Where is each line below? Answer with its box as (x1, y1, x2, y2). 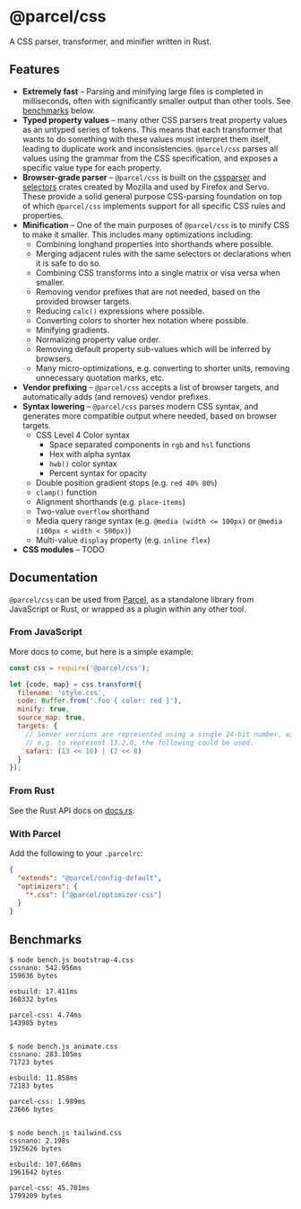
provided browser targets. (35, 296, 132, 306)
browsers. (35, 353, 73, 364)
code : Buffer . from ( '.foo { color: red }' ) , (17, 696, 182, 706)
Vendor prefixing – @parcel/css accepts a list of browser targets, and (21, 382, 279, 393)
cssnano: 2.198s (9, 1136, 70, 1146)
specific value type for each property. (21, 162, 162, 172)
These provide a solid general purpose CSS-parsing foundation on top (21, 190, 282, 201)
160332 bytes (9, 995, 58, 1004)
